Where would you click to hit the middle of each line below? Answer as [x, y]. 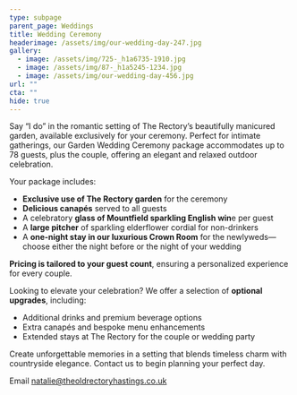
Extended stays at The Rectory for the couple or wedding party [139, 337]
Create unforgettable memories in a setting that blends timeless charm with [148, 354]
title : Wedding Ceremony [55, 34]
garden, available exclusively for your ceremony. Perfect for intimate [135, 136]
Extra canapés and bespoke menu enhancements [114, 327]
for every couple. [41, 273]
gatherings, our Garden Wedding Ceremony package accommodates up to [147, 145]
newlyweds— [251, 237]
